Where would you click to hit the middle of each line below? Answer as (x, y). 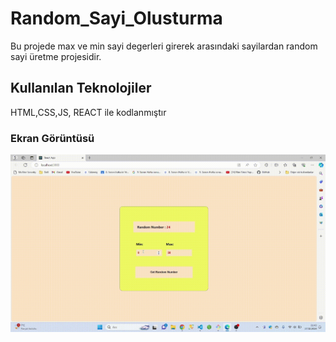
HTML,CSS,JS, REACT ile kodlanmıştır (88, 112)
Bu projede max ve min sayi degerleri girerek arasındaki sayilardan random (164, 46)
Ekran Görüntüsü (52, 138)
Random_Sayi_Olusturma (116, 18)
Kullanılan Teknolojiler (81, 88)
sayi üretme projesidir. (56, 56)
